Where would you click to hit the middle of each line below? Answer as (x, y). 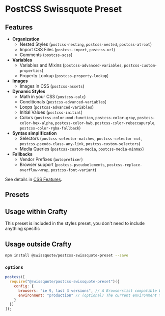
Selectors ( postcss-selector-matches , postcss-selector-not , (81, 138)
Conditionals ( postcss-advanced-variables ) (63, 102)
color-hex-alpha (36, 123)
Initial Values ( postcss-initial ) (51, 112)
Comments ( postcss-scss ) (46, 55)
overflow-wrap (34, 170)
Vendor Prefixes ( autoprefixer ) (51, 159)
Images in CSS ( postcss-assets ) (52, 86)
